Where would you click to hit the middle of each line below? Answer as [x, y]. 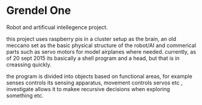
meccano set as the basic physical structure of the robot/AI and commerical [101, 45]
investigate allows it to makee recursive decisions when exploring [88, 89]
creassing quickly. [29, 65]
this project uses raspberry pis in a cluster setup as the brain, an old [91, 39]
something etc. [25, 95]
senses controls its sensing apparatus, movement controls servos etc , [95, 83]
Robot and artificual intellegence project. [57, 27]
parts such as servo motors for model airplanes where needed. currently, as [101, 51]
